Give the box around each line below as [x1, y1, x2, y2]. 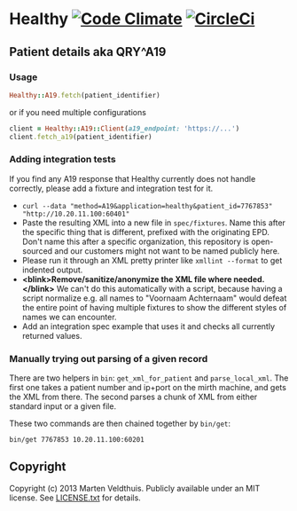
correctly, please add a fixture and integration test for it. [9, 183, 214, 193]
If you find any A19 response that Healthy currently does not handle [9, 173, 256, 184]
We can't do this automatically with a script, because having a [56, 283, 283, 294]
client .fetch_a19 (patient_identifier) [9, 132, 152, 141]
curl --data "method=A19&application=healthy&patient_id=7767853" [21, 201, 273, 210]
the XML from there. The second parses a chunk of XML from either [9, 391, 258, 403]
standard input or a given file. [9, 401, 117, 412]
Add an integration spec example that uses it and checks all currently [21, 320, 276, 332]
